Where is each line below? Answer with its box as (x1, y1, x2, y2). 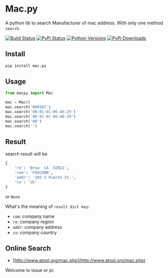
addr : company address (12, 224, 62, 230)
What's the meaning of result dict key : (5, 203, 90, 210)
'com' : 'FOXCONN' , (14, 170, 53, 176)
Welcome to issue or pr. (5, 267, 55, 273)
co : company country (12, 229, 57, 235)
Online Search (5, 244, 51, 253)
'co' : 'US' (14, 180, 38, 185)
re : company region (12, 219, 54, 225)
